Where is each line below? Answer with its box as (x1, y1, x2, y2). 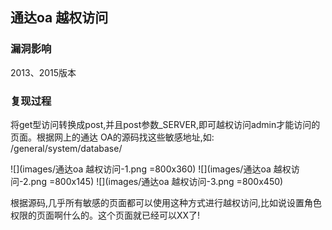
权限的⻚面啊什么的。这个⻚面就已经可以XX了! (10, 209, 201, 221)
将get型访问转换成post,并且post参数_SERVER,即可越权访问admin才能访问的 (10, 118, 321, 130)
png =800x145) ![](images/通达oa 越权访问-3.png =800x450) (30, 175, 284, 187)
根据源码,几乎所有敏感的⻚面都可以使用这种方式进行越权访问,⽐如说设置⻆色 (10, 196, 323, 208)
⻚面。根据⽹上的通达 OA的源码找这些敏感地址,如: (10, 131, 215, 143)
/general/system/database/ (10, 142, 123, 154)
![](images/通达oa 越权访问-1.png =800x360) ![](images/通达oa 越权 (10, 163, 292, 175)
